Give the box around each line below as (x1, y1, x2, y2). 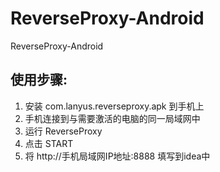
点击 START (24, 137, 74, 149)
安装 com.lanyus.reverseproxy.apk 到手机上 (24, 100, 205, 112)
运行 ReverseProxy (24, 125, 103, 137)
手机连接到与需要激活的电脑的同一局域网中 (24, 112, 201, 124)
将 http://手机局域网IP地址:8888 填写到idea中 (24, 150, 211, 162)
